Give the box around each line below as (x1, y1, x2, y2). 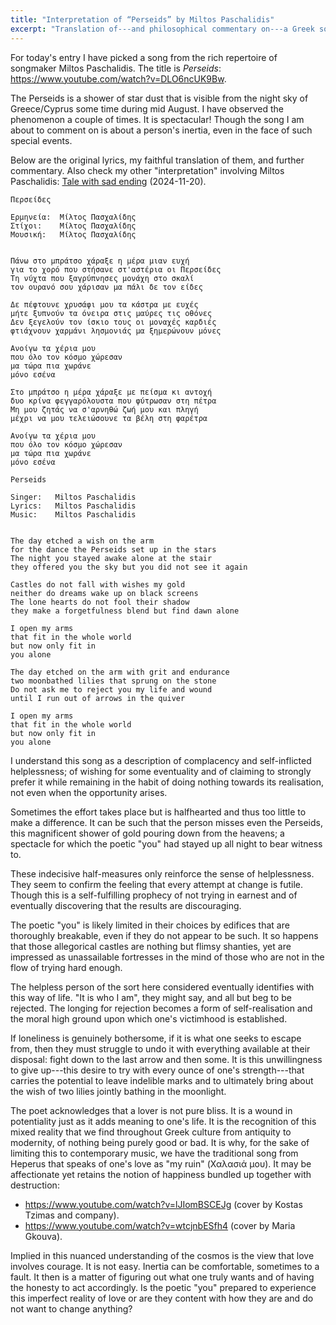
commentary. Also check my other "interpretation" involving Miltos (10, 164, 285, 176)
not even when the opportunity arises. (10, 786, 168, 798)
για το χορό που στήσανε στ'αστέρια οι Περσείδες (10, 264, 222, 275)
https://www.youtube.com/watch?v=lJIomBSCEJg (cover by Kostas (24, 1198, 303, 1210)
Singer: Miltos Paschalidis (10, 492, 137, 502)
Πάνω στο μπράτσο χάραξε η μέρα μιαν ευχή (10, 256, 190, 266)
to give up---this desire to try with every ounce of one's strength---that (10, 1064, 305, 1076)
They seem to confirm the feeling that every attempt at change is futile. (10, 878, 304, 890)
